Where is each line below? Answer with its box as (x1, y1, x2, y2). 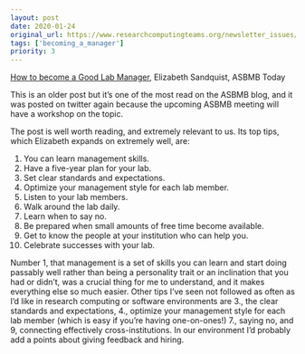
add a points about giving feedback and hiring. (10, 334, 185, 345)
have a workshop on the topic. (10, 109, 124, 120)
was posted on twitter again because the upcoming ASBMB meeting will (10, 99, 280, 110)
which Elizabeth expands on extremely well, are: (10, 136, 190, 147)
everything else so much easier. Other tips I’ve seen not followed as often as (10, 286, 295, 297)
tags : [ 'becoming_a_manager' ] (10, 38, 125, 48)
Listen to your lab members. (23, 192, 129, 203)
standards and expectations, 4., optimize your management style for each (10, 305, 286, 317)
